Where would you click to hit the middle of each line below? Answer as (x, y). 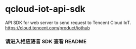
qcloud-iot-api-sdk (45, 9)
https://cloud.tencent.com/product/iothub (47, 27)
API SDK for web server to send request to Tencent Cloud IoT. (68, 23)
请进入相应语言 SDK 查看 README (46, 41)
